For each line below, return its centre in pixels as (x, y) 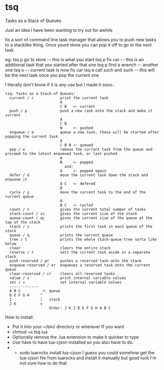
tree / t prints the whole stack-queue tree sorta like (83, 239)
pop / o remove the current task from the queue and (81, 149)
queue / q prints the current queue (61, 235)
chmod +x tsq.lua (30, 332)
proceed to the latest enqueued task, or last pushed (61, 153)
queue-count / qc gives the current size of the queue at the (81, 218)
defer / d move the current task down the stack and (79, 175)
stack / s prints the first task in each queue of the (81, 226)
